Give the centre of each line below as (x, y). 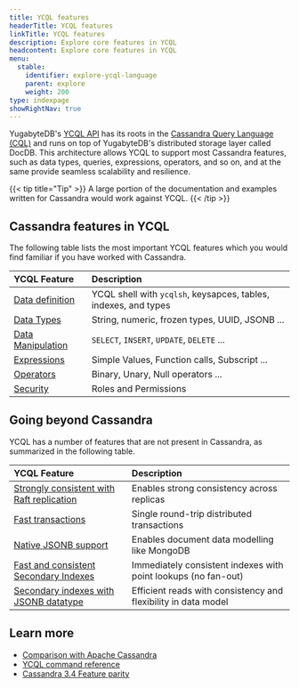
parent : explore (56, 84)
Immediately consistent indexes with (208, 564)
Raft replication (45, 499)
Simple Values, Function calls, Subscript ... (180, 360)
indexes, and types (131, 305)
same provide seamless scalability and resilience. (100, 172)
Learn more (42, 633)
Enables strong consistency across (205, 488)
